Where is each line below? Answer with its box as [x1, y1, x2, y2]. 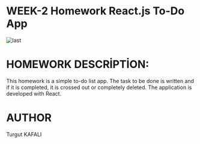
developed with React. [6, 90, 62, 97]
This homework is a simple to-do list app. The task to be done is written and [6, 77, 194, 84]
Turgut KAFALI [6, 130, 42, 138]
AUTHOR [6, 111, 52, 125]
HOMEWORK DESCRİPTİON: [6, 58, 150, 71]
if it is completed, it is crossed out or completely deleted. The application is [6, 84, 192, 91]
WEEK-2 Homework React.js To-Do [6, 4, 185, 18]
